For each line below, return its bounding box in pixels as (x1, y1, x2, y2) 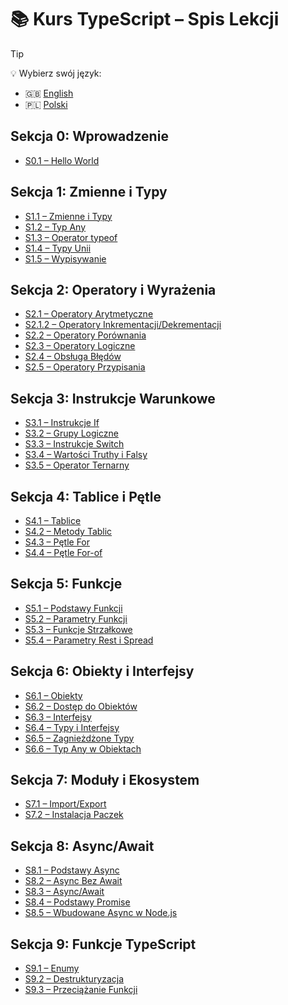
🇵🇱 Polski (24, 98, 68, 110)
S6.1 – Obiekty (24, 689, 83, 701)
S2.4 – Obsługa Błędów (24, 351, 122, 363)
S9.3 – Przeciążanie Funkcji (24, 984, 138, 996)
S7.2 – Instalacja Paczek (24, 809, 124, 821)
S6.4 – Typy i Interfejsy (24, 721, 120, 733)
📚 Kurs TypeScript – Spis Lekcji (10, 8, 280, 31)
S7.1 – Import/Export (24, 798, 107, 810)
